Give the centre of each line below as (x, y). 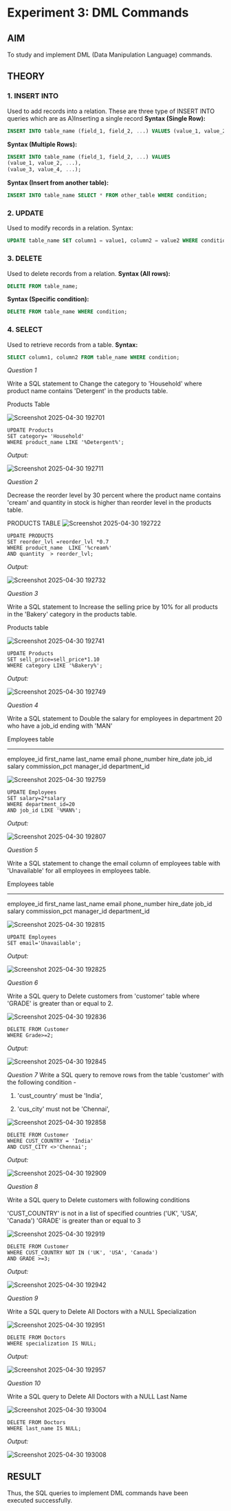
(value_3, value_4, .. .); (44, 170)
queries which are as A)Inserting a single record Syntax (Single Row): (107, 118)
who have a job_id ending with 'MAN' (60, 726)
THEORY (26, 76)
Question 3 (23, 594)
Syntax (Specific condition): (48, 299)
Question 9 (23, 1299)
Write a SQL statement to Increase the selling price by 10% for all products (113, 607)
